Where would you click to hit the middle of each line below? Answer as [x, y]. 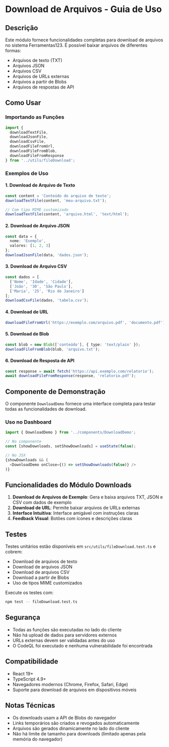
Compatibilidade [32, 662]
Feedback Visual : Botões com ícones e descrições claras [72, 519]
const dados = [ [22, 277]
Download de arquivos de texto [45, 561]
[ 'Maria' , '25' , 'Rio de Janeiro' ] [47, 291]
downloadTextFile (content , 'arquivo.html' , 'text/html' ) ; [67, 214]
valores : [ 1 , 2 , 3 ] [30, 246]
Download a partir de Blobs [41, 577]
